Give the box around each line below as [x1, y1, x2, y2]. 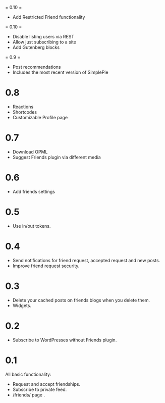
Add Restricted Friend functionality [12, 14, 85, 20]
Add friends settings [12, 188, 56, 194]
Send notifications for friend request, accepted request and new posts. [12, 257, 160, 263]
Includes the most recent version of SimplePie [12, 69, 108, 75]
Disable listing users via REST [12, 34, 75, 39]
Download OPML [12, 148, 48, 155]
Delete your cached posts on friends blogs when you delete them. [12, 297, 150, 303]
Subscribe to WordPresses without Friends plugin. [12, 337, 117, 343]
